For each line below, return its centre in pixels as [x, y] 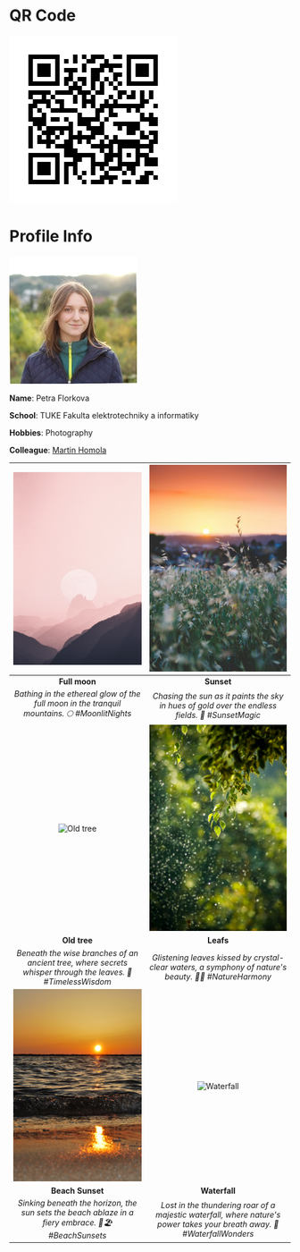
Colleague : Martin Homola [58, 450]
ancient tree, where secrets [77, 962]
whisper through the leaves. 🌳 [77, 972]
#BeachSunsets [78, 1236]
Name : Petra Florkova [50, 398]
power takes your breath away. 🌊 [218, 1224]
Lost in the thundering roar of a [218, 1205]
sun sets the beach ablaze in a [77, 1213]
